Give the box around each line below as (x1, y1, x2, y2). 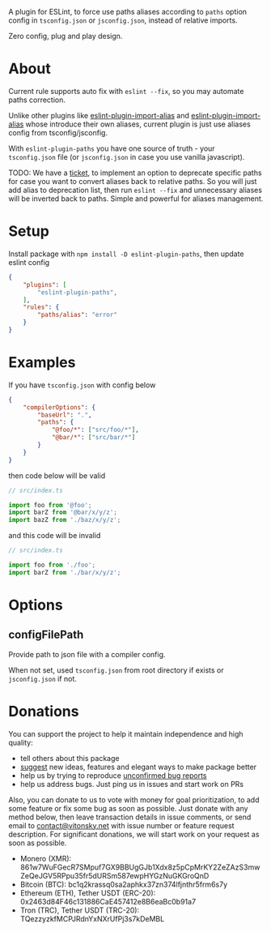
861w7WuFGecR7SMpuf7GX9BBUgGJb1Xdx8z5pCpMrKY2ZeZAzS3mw (19, 862, 260, 872)
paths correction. (8, 95, 66, 105)
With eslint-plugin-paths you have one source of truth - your (8, 143, 216, 153)
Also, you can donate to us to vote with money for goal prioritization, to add (8, 794, 260, 805)
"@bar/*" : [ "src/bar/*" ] (51, 434, 136, 442)
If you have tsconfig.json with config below (8, 380, 156, 390)
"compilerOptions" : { (23, 403, 95, 412)
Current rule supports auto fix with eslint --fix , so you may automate (8, 86, 244, 96)
